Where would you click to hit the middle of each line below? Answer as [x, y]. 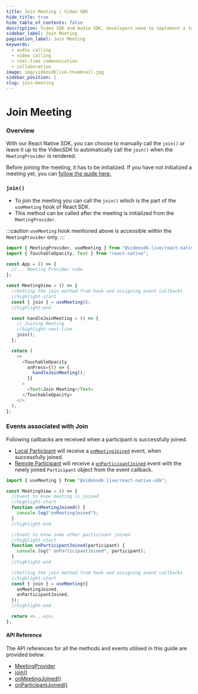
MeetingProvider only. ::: [35, 237]
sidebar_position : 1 [32, 77]
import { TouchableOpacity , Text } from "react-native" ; [77, 253]
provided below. [26, 655]
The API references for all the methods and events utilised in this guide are [97, 649]
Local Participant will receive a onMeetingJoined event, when [88, 451]
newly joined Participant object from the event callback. [84, 470]
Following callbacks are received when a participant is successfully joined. [97, 439]
